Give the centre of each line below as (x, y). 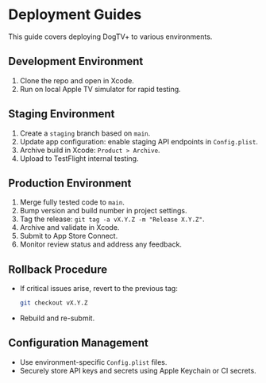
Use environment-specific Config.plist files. (93, 362)
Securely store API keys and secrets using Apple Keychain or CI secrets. (138, 370)
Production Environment (70, 183)
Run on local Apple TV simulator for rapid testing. (100, 89)
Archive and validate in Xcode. (69, 228)
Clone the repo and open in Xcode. (77, 80)
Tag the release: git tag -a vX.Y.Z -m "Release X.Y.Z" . (112, 219)
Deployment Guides (75, 15)
